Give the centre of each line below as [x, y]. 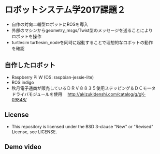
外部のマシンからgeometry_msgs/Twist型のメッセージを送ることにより [82, 30]
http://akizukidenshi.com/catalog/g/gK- [107, 94]
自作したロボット [30, 65]
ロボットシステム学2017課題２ [65, 10]
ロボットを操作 [26, 36]
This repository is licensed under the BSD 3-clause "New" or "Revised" [82, 126]
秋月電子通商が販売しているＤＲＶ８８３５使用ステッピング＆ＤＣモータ [83, 88]
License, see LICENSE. [34, 132]
